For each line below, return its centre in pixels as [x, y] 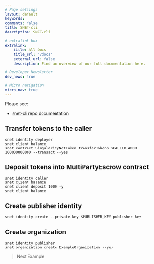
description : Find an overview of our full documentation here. [80, 64]
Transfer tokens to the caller [49, 128]
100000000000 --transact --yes [36, 152]
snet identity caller [27, 178]
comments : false [21, 23]
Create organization [36, 232]
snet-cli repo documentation [40, 113]
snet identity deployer [29, 140]
